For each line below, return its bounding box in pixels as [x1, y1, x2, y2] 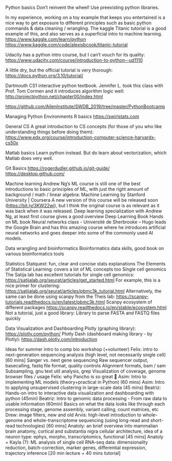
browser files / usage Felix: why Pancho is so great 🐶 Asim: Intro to [5, 374, 147, 380]
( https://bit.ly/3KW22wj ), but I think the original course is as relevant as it [5, 203, 160, 208]
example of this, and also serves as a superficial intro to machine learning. [5, 31, 163, 37]
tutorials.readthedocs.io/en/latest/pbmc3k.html [5, 299, 105, 305]
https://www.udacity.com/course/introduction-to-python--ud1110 [5, 57, 143, 63]
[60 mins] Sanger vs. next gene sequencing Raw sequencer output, [5, 357, 149, 363]
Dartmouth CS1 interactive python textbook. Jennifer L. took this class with [5, 82, 163, 88]
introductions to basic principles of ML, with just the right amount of [5, 186, 149, 192]
